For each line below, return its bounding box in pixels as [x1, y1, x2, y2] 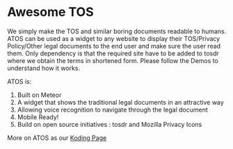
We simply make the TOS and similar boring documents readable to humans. [7, 27, 227, 35]
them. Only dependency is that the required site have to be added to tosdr [7, 49, 219, 58]
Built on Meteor [17, 91, 62, 99]
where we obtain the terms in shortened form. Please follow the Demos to [7, 56, 219, 64]
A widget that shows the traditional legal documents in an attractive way [17, 98, 224, 106]
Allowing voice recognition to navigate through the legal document [17, 105, 209, 114]
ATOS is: [7, 77, 32, 85]
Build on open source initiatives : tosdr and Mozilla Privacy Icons [17, 120, 202, 128]
